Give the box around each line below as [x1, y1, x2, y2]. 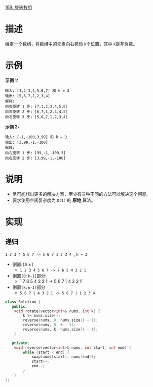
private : [11, 340, 30, 345]
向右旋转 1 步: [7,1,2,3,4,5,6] [5, 104, 68, 109]
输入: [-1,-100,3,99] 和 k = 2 [5, 134, 68, 140]
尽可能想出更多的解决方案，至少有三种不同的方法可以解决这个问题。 [12, 191, 151, 197]
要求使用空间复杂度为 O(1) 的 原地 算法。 [12, 197, 96, 203]
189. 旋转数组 [5, 4, 32, 10]
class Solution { [5, 299, 41, 304]
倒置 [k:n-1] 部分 [12, 284, 45, 290]
